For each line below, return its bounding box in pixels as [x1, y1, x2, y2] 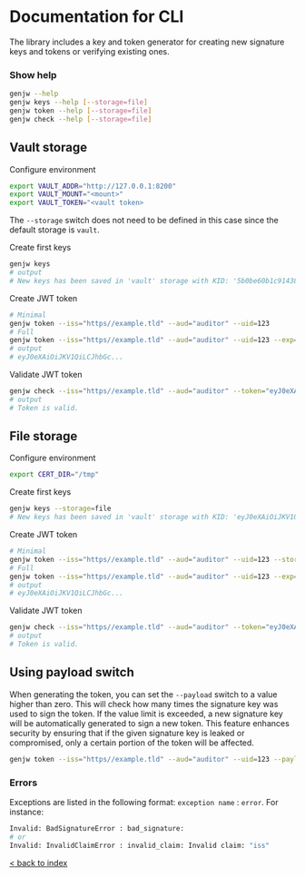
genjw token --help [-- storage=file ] [9, 106, 152, 115]
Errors [9, 776, 38, 789]
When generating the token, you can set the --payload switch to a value [9, 688, 278, 700]
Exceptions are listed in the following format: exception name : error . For [9, 796, 279, 807]
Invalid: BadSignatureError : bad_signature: [9, 823, 184, 833]
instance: [9, 806, 44, 817]
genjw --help [9, 89, 59, 99]
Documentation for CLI [9, 6, 184, 27]
